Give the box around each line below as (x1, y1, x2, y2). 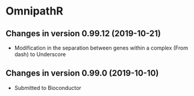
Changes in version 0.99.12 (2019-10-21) (5, 28, 161, 39)
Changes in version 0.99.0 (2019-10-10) (5, 68, 159, 78)
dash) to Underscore (14, 51, 66, 58)
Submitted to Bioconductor (14, 84, 82, 91)
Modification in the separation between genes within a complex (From (14, 44, 188, 51)
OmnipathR (5, 4, 64, 18)
